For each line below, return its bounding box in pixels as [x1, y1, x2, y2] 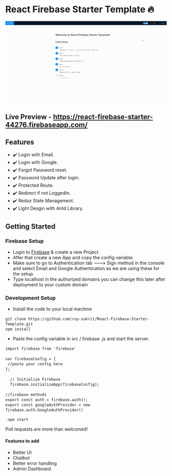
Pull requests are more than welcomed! [5, 426, 88, 433]
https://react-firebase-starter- [53, 112, 153, 121]
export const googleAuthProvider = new [5, 402, 91, 407]
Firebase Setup [5, 237, 44, 244]
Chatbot [12, 455, 30, 461]
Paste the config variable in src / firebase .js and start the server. [12, 336, 149, 342]
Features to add [5, 438, 39, 444]
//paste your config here [7, 361, 63, 367]
